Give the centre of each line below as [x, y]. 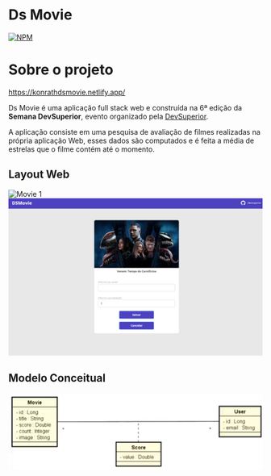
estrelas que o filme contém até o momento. [81, 149]
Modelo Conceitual [57, 378]
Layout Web [39, 175]
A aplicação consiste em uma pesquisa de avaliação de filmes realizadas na [134, 132]
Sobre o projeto [61, 70]
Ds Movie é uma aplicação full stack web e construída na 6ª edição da [125, 107]
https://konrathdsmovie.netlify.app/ [67, 92]
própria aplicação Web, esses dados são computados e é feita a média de [131, 140]
